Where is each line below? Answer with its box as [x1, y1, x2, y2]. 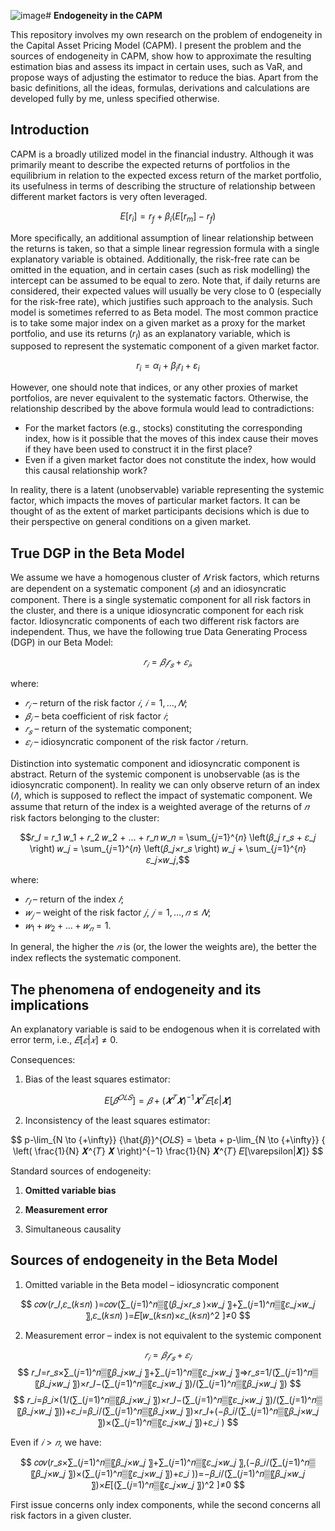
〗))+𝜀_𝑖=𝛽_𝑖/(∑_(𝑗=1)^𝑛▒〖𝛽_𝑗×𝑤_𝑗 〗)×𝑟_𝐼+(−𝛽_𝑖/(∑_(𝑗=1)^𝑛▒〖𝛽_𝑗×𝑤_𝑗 [54, 1405, 320, 1417]
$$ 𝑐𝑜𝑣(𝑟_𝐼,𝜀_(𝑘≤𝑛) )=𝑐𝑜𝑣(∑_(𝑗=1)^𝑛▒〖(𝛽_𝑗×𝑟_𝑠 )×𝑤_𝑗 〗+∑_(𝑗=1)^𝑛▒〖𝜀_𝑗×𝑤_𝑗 [20, 1298, 316, 1310]
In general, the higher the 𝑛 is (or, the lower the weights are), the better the [10, 941, 317, 953]
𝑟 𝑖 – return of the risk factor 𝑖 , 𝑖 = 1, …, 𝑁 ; [24, 696, 188, 711]
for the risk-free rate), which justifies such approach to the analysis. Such [10, 295, 313, 307]
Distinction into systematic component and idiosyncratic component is [10, 758, 300, 769]
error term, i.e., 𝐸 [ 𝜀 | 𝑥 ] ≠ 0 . [10, 1034, 118, 1046]
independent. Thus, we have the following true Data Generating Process [10, 626, 308, 638]
